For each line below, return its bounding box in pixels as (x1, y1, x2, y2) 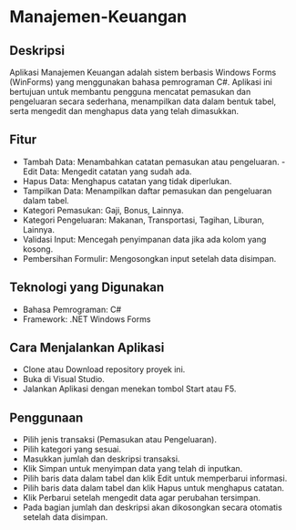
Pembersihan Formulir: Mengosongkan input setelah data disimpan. (22, 253, 277, 264)
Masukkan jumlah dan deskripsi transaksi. (22, 453, 180, 464)
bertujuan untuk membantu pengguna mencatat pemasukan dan (9, 87, 251, 97)
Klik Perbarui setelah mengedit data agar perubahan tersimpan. (22, 493, 261, 504)
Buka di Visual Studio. (22, 374, 105, 385)
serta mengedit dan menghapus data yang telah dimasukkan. (9, 106, 240, 116)
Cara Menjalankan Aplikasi (9, 340, 165, 356)
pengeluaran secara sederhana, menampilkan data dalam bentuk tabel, (9, 96, 277, 107)
